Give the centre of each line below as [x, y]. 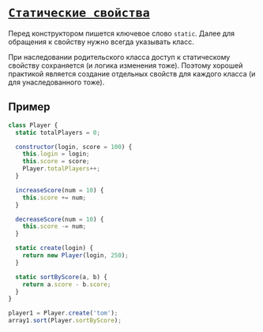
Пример [29, 107]
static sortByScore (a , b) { [62, 277]
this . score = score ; [56, 162]
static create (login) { [54, 248]
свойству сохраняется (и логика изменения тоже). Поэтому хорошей [126, 65]
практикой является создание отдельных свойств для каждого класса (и [132, 73]
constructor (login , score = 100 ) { [74, 147]
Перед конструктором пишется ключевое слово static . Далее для [122, 33]
